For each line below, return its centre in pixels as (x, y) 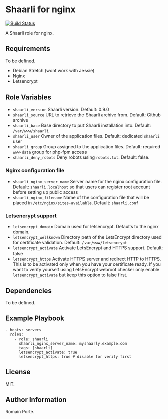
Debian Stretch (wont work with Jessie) (53, 70)
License (18, 372)
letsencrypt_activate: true (48, 352)
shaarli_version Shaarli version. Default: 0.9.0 (61, 109)
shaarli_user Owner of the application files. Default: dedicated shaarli (86, 136)
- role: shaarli (31, 339)
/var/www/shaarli (31, 131)
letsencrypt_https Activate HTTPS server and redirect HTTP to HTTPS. (87, 259)
